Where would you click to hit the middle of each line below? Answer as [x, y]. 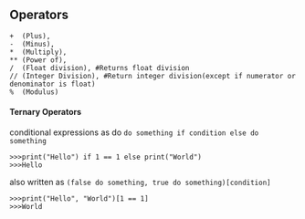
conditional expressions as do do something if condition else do [134, 132]
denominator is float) [53, 84]
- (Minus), [32, 44]
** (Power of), [38, 60]
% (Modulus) [34, 92]
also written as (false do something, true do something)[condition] [140, 182]
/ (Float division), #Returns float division [100, 68]
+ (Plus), [30, 36]
